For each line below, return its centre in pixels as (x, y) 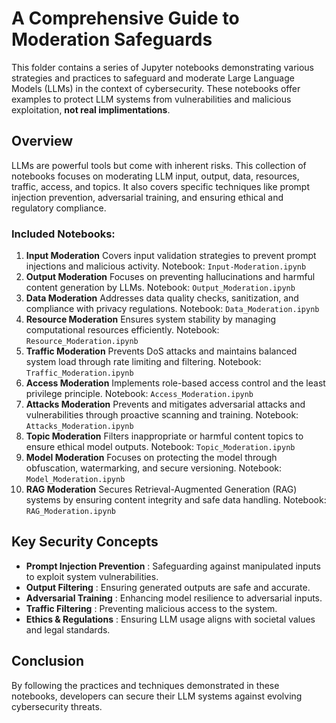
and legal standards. (68, 629)
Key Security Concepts (85, 542)
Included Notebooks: (63, 234)
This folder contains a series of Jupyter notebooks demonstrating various (162, 67)
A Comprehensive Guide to (125, 18)
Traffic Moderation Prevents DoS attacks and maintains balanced (161, 351)
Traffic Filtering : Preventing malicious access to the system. (151, 608)
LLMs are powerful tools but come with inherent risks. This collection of (159, 165)
